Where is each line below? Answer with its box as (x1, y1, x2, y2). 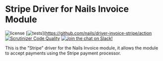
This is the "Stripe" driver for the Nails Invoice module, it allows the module (5, 45, 159, 51)
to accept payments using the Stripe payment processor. (5, 50, 121, 56)
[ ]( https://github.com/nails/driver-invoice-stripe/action (25, 30, 152, 36)
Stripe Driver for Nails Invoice (5, 3, 129, 15)
